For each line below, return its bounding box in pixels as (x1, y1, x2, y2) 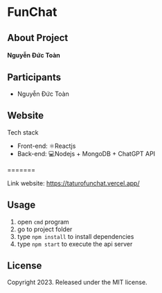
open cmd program (17, 217, 69, 226)
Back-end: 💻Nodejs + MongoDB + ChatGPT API (17, 149, 156, 158)
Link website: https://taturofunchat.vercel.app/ (7, 178, 140, 187)
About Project (7, 32, 69, 44)
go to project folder (17, 225, 73, 233)
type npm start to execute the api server (17, 240, 133, 248)
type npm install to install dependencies (17, 232, 134, 240)
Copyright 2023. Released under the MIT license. (7, 278, 147, 287)
